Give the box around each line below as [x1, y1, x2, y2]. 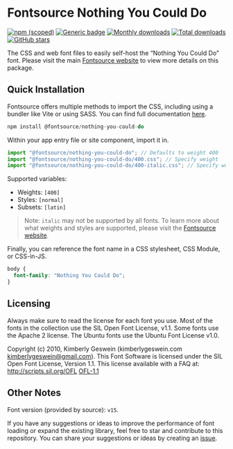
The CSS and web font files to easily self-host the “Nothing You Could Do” [7, 49, 220, 57]
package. [7, 63, 34, 72]
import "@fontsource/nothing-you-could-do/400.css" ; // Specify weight [7, 155, 218, 163]
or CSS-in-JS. [7, 252, 47, 260]
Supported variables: [7, 175, 67, 183]
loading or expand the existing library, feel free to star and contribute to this [7, 426, 223, 434]
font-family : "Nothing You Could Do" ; [13, 272, 126, 279]
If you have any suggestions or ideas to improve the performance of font [7, 419, 215, 427]
